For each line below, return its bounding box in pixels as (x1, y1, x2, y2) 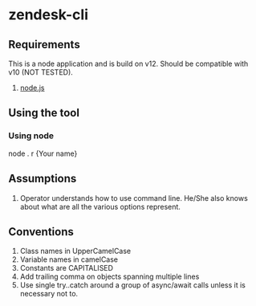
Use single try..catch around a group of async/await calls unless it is (19, 280, 246, 290)
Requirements (8, 38, 80, 51)
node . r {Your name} (8, 149, 78, 158)
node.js (19, 83, 46, 92)
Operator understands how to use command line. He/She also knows (19, 193, 249, 202)
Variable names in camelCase (19, 255, 119, 264)
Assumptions (8, 172, 77, 186)
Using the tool (8, 106, 80, 120)
